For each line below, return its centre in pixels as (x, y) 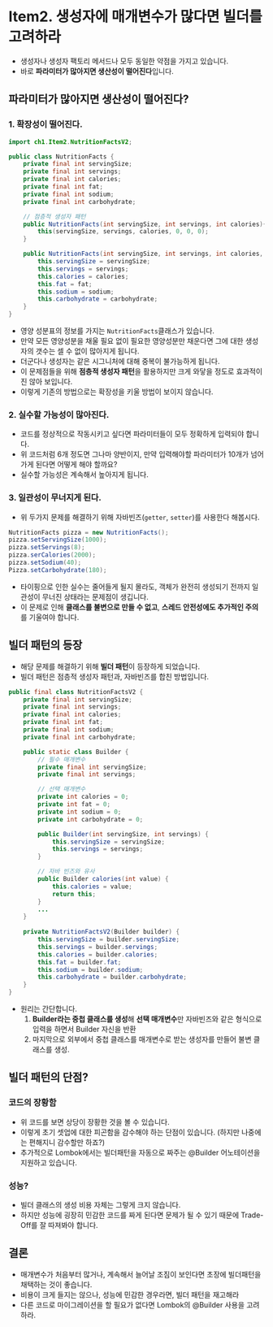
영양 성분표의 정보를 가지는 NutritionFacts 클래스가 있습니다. (117, 331)
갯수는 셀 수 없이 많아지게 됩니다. (87, 351)
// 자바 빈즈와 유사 (66, 872)
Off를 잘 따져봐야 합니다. (59, 1225)
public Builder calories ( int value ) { (103, 879)
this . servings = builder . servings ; (98, 947)
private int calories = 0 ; (83, 797)
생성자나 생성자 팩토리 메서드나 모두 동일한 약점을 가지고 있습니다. (124, 61)
